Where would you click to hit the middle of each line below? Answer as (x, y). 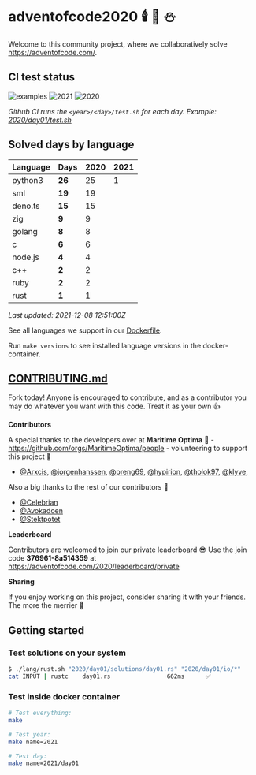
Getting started (46, 630)
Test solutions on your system (67, 653)
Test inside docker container (64, 696)
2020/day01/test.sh (40, 120)
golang (25, 231)
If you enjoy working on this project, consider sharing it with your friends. (127, 597)
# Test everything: (40, 713)
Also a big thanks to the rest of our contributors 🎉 (88, 487)
